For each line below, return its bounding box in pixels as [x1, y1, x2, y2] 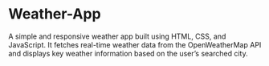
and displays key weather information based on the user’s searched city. [8, 48, 248, 58]
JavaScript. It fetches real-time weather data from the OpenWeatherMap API [8, 39, 262, 49]
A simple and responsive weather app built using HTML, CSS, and [8, 31, 226, 41]
